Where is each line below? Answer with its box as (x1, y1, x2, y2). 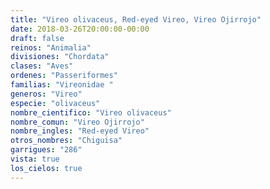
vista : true (10, 154, 60, 164)
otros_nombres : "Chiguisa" (10, 136, 123, 146)
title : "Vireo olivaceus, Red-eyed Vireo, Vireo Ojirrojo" (10, 14, 262, 25)
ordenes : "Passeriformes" (10, 71, 118, 81)
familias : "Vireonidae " (10, 80, 114, 90)
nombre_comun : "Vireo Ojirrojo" (10, 117, 145, 127)
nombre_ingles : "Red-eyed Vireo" (10, 126, 150, 136)
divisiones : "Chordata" (10, 52, 110, 62)
